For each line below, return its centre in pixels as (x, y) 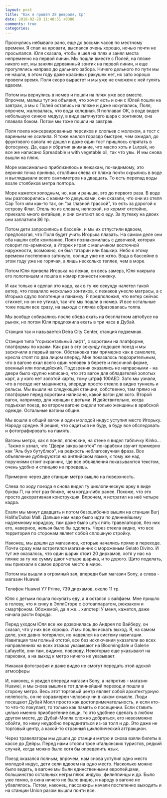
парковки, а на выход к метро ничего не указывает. (60, 656)
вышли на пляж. (22, 157)
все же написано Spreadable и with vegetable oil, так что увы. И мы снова (83, 152)
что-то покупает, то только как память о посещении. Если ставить (82, 707)
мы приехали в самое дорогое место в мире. (54, 564)
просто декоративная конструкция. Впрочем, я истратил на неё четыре (82, 497)
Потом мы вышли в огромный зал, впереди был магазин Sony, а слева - (82, 574)
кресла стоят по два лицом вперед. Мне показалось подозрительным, (81, 357)
